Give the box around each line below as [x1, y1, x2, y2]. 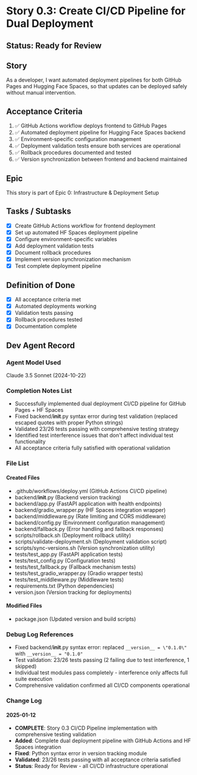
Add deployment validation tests [14, 242, 94, 249]
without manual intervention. [6, 89, 76, 96]
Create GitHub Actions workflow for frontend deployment [14, 222, 156, 229]
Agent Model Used [6, 358, 61, 367]
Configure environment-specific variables [14, 235, 117, 242]
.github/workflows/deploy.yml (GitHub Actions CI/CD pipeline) [14, 487, 167, 495]
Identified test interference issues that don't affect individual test [14, 432, 174, 439]
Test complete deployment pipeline [14, 262, 101, 270]
